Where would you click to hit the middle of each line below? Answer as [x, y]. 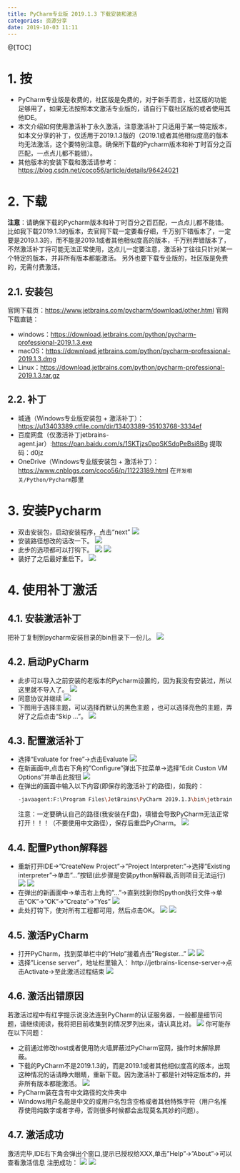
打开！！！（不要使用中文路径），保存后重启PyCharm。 [99, 823]
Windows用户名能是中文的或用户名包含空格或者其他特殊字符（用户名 [119, 1101]
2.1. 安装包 [30, 292]
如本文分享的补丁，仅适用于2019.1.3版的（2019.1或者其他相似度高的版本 [123, 136]
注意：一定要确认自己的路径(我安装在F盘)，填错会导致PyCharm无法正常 [123, 814]
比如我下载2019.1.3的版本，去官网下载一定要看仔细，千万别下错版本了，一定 [119, 231]
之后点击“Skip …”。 [59, 716]
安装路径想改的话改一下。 [55, 540]
